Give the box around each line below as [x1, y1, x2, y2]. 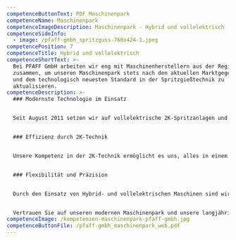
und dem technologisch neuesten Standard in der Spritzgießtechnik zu [13, 76, 225, 83]
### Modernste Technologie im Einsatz [13, 96, 128, 103]
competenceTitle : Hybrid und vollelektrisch [6, 50, 139, 57]
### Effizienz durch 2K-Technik [13, 133, 108, 140]
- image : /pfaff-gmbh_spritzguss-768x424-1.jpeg [13, 37, 159, 44]
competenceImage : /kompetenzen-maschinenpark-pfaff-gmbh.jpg [6, 216, 190, 223]
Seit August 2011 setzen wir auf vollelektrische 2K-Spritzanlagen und [13, 114, 228, 122]
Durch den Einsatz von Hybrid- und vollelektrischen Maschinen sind [13, 190, 218, 198]
